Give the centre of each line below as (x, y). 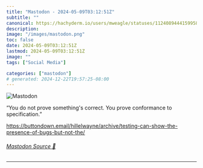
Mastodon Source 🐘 (31, 146)
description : (23, 29)
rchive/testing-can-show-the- (140, 126)
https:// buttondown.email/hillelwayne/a (55, 126)
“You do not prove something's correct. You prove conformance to (89, 108)
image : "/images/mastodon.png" (46, 34)
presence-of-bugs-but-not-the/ (46, 132)
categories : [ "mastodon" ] (39, 73)
